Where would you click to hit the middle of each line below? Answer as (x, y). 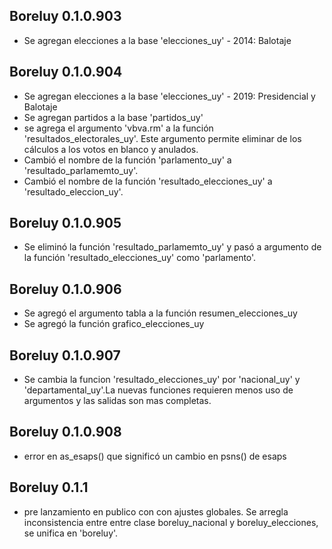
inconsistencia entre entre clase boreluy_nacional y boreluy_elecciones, (171, 522)
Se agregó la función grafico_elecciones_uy (114, 324)
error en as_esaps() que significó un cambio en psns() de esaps (155, 456)
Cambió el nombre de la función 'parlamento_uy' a (127, 160)
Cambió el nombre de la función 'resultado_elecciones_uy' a (148, 181)
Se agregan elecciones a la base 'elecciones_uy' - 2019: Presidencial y (169, 96)
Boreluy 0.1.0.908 (65, 432)
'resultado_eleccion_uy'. (73, 191)
